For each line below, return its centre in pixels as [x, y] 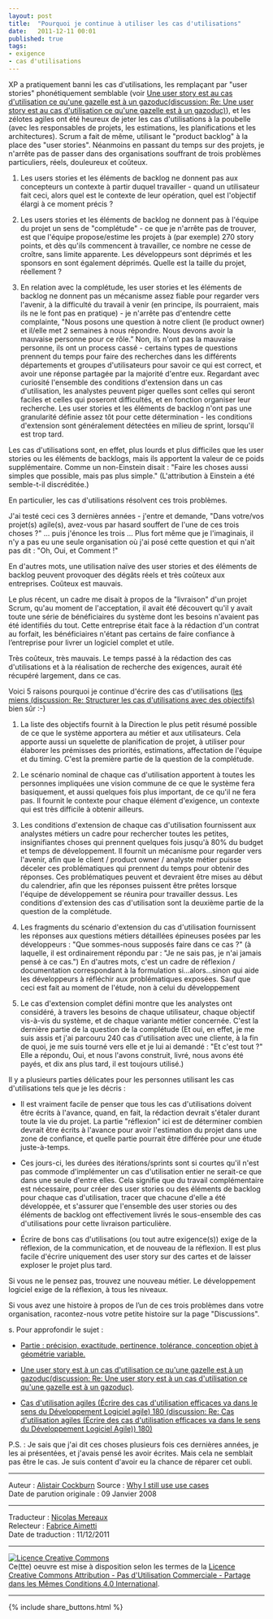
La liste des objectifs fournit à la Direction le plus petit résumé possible [139, 724]
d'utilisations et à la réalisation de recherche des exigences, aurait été [125, 667]
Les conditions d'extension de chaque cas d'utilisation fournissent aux [138, 825]
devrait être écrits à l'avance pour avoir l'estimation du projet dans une [139, 1129]
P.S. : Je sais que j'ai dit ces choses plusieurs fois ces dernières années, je [134, 1444]
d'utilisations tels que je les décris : [67, 1088]
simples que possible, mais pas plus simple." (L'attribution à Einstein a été [132, 476]
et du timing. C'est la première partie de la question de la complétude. [137, 759]
